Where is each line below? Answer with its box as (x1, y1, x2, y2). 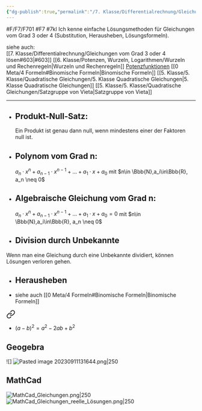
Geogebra (6, 342, 44, 352)
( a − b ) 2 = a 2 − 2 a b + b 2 (14, 323, 75, 332)
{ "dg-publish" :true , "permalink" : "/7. (6, 8, 101, 15)
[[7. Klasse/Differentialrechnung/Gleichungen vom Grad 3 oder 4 (6, 49, 167, 57)
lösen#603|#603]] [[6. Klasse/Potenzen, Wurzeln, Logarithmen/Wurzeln (6, 56, 185, 63)
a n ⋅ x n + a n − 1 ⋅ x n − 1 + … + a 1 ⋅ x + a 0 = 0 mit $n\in (14, 209, 141, 218)
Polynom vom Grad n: (14, 151, 98, 161)
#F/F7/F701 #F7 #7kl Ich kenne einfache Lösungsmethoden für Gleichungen (6, 25, 195, 32)
